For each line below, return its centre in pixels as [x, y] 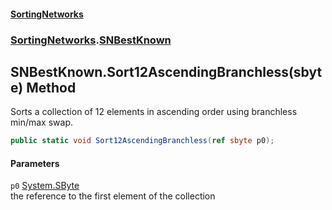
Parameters [35, 163]
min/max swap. [41, 122]
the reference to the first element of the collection [113, 196]
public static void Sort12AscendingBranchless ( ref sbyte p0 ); [142, 141]
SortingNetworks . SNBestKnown [91, 40]
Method [51, 87]
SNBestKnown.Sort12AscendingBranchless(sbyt [166, 71]
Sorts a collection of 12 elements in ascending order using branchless [154, 112]
